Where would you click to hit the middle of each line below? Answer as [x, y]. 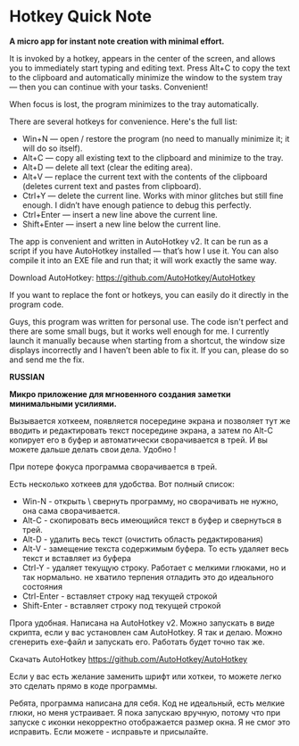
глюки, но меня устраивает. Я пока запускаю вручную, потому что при [145, 712]
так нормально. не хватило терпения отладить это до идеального [148, 576]
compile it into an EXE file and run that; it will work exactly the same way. [143, 260]
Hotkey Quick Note [80, 17]
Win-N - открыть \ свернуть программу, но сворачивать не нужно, [150, 501]
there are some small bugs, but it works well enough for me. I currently [139, 331]
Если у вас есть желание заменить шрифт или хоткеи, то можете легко [145, 676]
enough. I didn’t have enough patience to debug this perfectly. [137, 205]
